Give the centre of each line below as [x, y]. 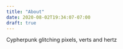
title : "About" [25, 12]
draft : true [21, 23]
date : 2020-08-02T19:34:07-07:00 [48, 17]
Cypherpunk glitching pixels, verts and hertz [62, 40]
